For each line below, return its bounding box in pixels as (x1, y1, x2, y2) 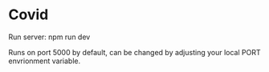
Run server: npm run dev (8, 32, 91, 42)
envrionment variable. (8, 56, 81, 66)
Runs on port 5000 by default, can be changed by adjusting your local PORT (8, 47, 261, 57)
